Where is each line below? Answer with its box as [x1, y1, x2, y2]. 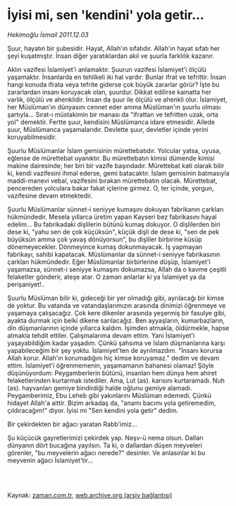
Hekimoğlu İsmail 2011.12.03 [7, 30, 89, 39]
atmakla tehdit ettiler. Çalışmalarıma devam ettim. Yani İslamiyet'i [7, 331, 195, 339]
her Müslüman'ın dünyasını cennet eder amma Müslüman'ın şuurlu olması [7, 102, 221, 111]
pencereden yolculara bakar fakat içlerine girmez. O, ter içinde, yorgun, [7, 183, 214, 192]
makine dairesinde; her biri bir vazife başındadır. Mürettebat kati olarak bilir [7, 161, 225, 169]
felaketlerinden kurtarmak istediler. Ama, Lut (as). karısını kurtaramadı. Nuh [7, 376, 225, 385]
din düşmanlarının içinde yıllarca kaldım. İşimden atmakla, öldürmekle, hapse [7, 323, 230, 332]
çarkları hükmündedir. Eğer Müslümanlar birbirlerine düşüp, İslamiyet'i [7, 258, 211, 266]
